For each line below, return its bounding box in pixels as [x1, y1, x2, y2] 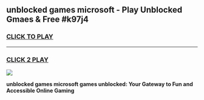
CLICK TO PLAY [6, 33, 53, 41]
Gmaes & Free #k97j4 [6, 15, 89, 25]
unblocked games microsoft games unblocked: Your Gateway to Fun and [6, 80, 193, 87]
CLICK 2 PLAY [6, 55, 49, 64]
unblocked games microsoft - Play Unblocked [6, 5, 183, 15]
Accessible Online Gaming [6, 87, 75, 94]
